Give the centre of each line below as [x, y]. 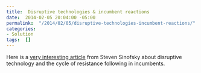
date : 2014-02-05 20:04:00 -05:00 [51, 17]
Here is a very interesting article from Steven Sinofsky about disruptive [94, 57]
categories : [21, 29]
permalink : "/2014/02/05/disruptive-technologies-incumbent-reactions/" [101, 23]
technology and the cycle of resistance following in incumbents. [86, 63]
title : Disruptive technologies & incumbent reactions [78, 12]
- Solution [20, 34]
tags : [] [19, 40]
